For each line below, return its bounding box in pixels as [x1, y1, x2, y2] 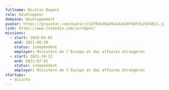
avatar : [5, 21, 22, 26]
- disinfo [10, 77, 30, 82]
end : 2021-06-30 [14, 40, 49, 45]
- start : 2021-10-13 [10, 53, 53, 59]
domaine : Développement [5, 16, 55, 21]
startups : [5, 72, 26, 77]
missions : [5, 30, 26, 35]
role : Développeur [5, 12, 44, 17]
